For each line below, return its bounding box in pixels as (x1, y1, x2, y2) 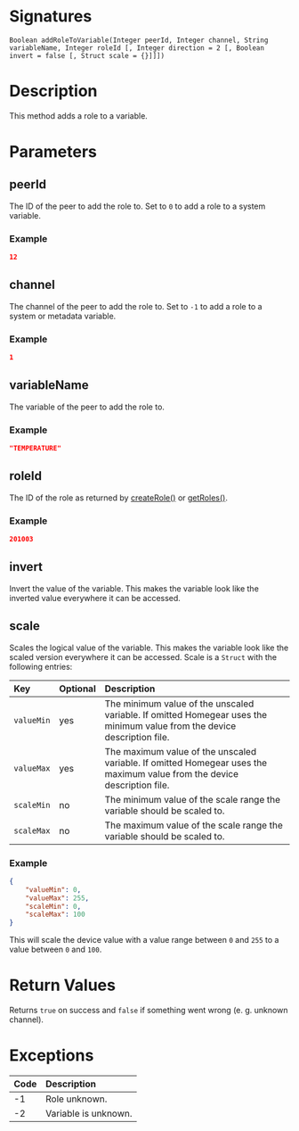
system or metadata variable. (9, 310, 117, 321)
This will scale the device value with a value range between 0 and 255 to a (9, 935, 279, 945)
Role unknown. (45, 1093, 108, 1105)
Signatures (9, 6, 93, 27)
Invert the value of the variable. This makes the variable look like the (9, 582, 260, 594)
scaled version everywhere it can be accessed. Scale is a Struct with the (9, 651, 278, 662)
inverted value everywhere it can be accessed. (9, 592, 181, 603)
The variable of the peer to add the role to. (9, 401, 165, 412)
